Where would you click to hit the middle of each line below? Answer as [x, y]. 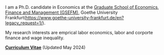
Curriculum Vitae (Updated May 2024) [45, 47]
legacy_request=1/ [24, 23]
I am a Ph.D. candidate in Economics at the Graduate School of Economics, [82, 7]
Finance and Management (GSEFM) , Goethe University [62, 12]
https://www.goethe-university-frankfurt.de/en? [75, 18]
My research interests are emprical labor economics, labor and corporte [79, 32]
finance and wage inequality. [35, 38]
